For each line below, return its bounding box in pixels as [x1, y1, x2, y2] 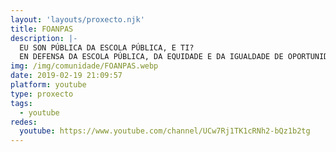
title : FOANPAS [10, 24, 74, 34]
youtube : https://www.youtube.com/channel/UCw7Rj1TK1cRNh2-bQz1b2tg [19, 126, 311, 136]
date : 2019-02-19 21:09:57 [10, 71, 123, 81]
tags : [10, 98, 33, 108]
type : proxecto [10, 89, 74, 99]
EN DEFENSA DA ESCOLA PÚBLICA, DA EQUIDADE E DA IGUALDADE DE [19, 52, 284, 62]
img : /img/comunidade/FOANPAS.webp [10, 61, 159, 71]
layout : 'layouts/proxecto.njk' [10, 14, 145, 25]
